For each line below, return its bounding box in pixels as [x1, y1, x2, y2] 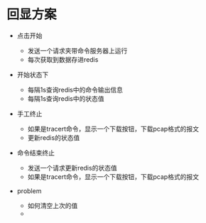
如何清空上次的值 [27, 201, 78, 210]
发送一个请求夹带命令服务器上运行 [27, 46, 128, 55]
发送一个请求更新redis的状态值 [27, 163, 118, 172]
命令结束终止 [16, 148, 55, 157]
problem [16, 186, 42, 195]
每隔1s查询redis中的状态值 [27, 94, 104, 103]
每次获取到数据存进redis [27, 55, 99, 64]
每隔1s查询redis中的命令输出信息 [27, 85, 124, 94]
